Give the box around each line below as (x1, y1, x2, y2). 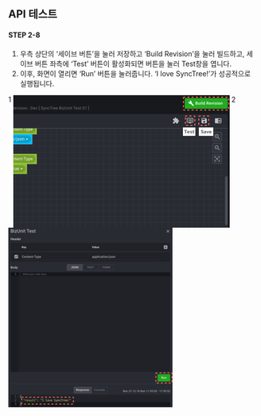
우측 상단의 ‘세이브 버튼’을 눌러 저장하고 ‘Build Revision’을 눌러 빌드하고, (19, 48, 245, 58)
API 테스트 (8, 7, 58, 21)
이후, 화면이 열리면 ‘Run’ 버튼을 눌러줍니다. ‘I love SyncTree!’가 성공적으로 (19, 68, 251, 78)
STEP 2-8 (8, 30, 41, 40)
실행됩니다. (19, 79, 55, 88)
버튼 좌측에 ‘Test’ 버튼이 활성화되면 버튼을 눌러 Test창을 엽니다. (34, 59, 232, 68)
